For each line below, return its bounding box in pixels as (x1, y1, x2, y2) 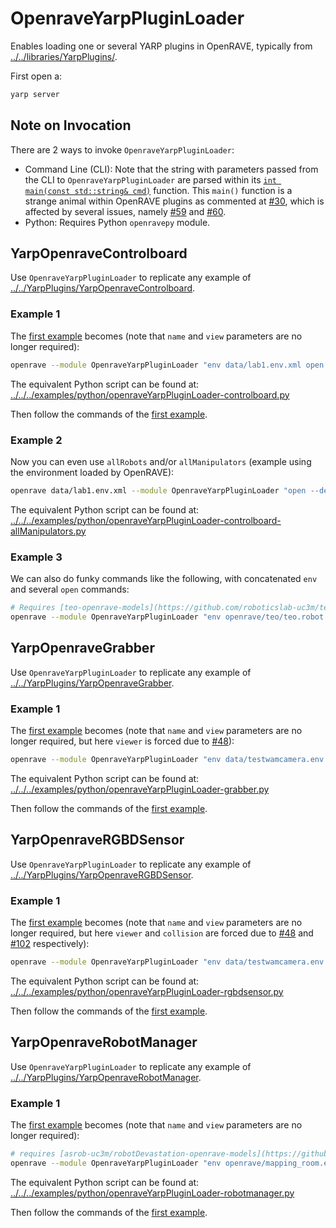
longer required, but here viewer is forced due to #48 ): (10, 735, 235, 747)
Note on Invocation (10, 117, 132, 134)
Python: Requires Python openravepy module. (24, 216, 211, 228)
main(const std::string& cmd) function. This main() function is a (24, 184, 293, 196)
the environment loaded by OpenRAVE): (10, 466, 175, 478)
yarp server (10, 89, 60, 99)
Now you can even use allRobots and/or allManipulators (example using (10, 455, 312, 467)
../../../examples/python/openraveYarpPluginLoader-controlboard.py (10, 388, 290, 401)
